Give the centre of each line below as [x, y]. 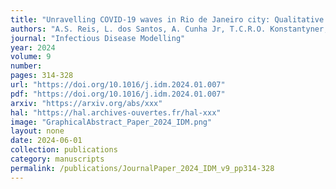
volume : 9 [31, 57]
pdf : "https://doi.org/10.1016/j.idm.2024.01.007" [118, 94]
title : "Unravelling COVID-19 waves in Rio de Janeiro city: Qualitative [167, 19]
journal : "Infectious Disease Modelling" [98, 38]
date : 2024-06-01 [46, 141]
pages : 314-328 [42, 76]
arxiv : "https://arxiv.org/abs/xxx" [86, 103]
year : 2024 [33, 47]
